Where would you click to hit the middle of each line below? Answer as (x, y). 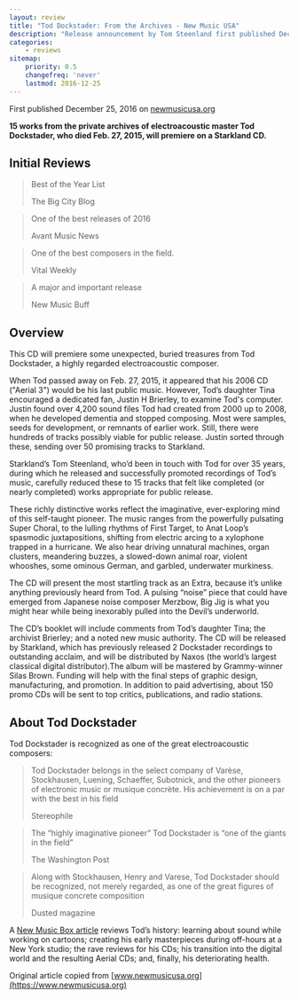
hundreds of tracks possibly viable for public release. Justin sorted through (147, 437)
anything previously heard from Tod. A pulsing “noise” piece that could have (149, 593)
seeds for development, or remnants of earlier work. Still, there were (134, 428)
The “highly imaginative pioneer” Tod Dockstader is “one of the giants (158, 833)
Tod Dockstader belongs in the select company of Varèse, (137, 771)
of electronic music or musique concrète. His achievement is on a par (158, 790)
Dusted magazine (63, 913)
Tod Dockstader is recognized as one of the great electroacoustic (129, 744)
